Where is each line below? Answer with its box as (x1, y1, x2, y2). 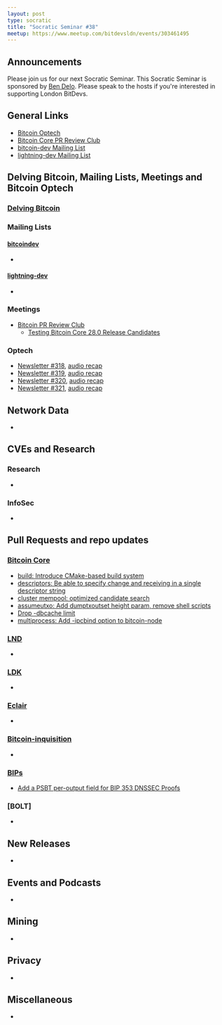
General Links (7, 110, 69, 122)
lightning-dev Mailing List (17, 150, 91, 159)
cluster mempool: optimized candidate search (17, 593, 150, 602)
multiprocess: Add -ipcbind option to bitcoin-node (17, 616, 162, 624)
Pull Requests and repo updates (7, 534, 149, 546)
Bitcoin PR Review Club (17, 321, 85, 329)
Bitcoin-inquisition (7, 734, 72, 744)
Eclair (7, 701, 27, 711)
